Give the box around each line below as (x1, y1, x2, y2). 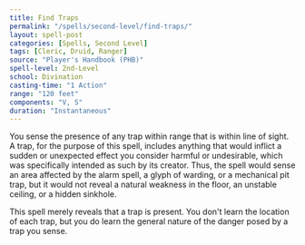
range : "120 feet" (9, 89, 79, 98)
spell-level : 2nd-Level (9, 64, 100, 73)
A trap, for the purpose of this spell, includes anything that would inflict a (9, 141, 282, 152)
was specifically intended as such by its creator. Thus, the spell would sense (9, 160, 296, 171)
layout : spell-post (9, 30, 84, 39)
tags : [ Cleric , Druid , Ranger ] (9, 47, 128, 56)
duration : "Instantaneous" (9, 106, 112, 115)
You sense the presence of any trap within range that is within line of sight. (9, 131, 290, 142)
